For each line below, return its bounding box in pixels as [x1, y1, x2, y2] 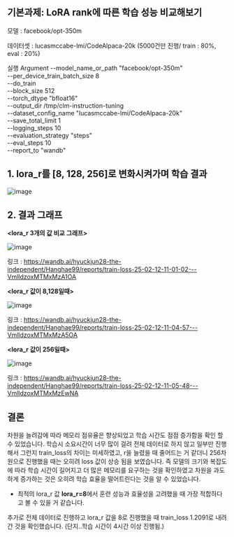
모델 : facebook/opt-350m [7, 27, 82, 35]
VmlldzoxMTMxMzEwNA [7, 389, 79, 398]
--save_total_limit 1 [7, 116, 61, 125]
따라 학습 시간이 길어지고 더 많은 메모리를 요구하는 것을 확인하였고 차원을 [14, 466, 212, 475]
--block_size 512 [7, 86, 55, 95]
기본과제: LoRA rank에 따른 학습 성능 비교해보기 [7, 6, 203, 19]
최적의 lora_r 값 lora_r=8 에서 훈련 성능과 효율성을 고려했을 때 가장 [17, 489, 199, 498]
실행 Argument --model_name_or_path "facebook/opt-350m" [7, 64, 183, 72]
